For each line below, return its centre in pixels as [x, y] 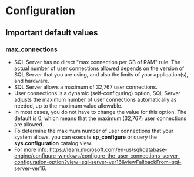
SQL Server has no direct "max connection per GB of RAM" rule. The [97, 62]
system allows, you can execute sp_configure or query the [85, 137]
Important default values [52, 33]
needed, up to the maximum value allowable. [68, 106]
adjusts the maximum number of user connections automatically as [95, 99]
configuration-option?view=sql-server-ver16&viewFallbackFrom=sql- [98, 162]
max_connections [31, 49]
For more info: [31, 149]
